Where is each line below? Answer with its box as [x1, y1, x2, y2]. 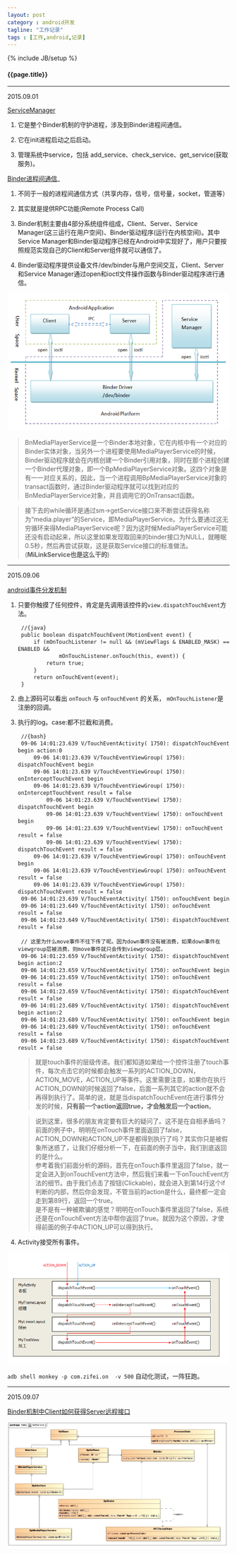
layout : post [7, 11, 46, 18]
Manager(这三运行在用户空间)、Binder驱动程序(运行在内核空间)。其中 [17, 228, 220, 237]
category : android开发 [7, 18, 75, 26]
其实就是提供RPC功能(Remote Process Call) [17, 205, 145, 213]
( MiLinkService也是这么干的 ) [24, 550, 110, 558]
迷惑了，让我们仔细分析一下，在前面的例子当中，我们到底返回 [47, 1143, 227, 1152]
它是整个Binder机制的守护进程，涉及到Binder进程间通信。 [17, 121, 186, 129]
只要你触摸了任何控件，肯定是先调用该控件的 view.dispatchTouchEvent [17, 600, 221, 609]
